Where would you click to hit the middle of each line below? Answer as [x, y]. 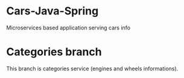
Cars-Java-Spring [52, 11]
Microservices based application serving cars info [68, 28]
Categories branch [54, 52]
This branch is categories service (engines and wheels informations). [92, 68]
